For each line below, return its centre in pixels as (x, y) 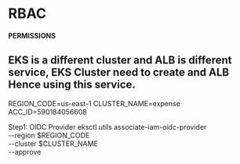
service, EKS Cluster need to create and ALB (119, 72)
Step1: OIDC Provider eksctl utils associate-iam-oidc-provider (107, 127)
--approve (25, 152)
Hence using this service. (72, 85)
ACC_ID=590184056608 (48, 112)
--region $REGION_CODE (49, 135)
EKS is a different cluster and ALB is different (120, 61)
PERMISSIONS (32, 35)
